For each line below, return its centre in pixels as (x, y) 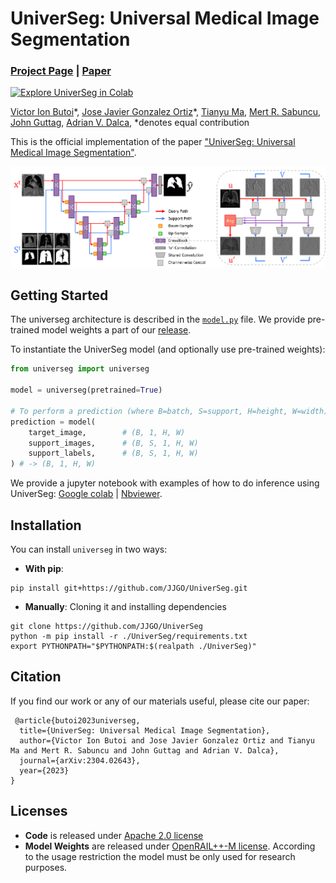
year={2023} (44, 770)
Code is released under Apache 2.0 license (114, 835)
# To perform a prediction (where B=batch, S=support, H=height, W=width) (169, 411)
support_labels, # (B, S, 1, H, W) (113, 453)
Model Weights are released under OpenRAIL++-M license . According (170, 846)
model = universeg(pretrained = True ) (86, 390)
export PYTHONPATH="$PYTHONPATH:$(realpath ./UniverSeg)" (133, 646)
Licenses (39, 811)
